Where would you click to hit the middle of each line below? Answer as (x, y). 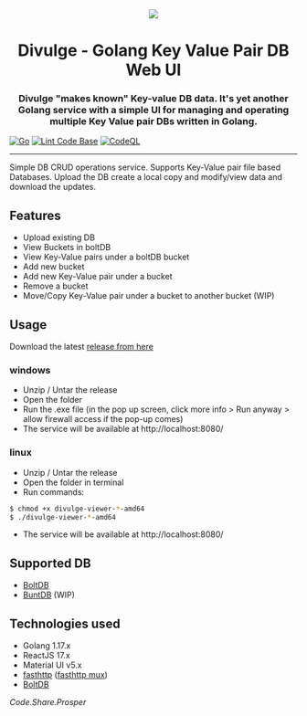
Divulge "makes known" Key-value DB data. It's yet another (153, 99)
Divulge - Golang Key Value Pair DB (153, 51)
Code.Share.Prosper (48, 702)
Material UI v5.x (52, 665)
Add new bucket (53, 267)
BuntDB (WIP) (49, 595)
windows (30, 371)
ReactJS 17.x (46, 656)
